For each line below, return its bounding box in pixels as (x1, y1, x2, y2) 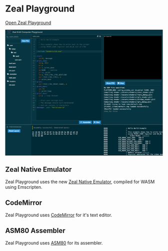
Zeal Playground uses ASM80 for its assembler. (5, 239, 103, 246)
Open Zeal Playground (5, 20, 51, 26)
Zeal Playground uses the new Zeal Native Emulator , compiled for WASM (5, 179, 155, 185)
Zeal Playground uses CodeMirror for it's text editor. (5, 212, 112, 218)
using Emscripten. (5, 184, 42, 190)
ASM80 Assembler (5, 226, 66, 235)
